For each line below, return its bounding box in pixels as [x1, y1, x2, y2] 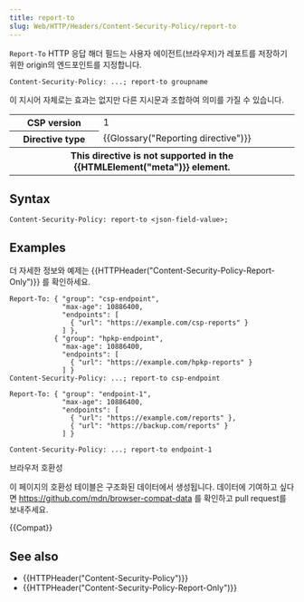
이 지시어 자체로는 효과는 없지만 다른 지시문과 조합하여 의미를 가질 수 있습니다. [9, 94, 285, 105]
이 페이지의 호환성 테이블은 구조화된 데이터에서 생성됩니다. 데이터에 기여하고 [9, 481, 278, 492]
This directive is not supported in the [71, 149, 233, 161]
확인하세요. [51, 277, 91, 287]
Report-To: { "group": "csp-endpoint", [9, 295, 160, 304]
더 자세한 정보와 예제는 [9, 265, 90, 277]
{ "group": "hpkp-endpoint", [53, 335, 165, 344]
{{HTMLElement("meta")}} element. [73, 160, 231, 173]
